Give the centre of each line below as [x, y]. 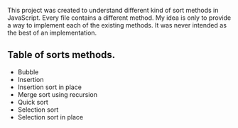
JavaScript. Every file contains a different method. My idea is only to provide [119, 18]
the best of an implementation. [52, 33]
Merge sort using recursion [58, 94]
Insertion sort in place [49, 87]
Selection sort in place [50, 117]
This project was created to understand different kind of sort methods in [113, 10]
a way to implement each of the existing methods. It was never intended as [117, 25]
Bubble [28, 72]
